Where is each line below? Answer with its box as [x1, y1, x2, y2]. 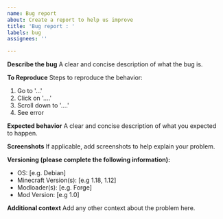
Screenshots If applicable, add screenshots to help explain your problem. [7, 142, 215, 151]
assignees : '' [7, 36, 48, 42]
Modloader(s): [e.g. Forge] [16, 183, 93, 192]
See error [16, 109, 45, 117]
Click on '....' [16, 94, 52, 103]
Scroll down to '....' [16, 101, 70, 109]
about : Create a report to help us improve [7, 16, 134, 23]
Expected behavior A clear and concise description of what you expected [7, 122, 217, 130]
